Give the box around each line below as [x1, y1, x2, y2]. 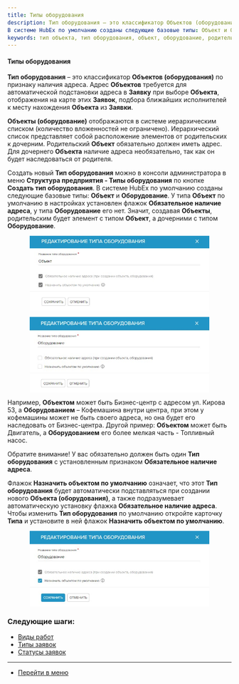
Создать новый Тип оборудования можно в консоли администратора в [7, 168, 226, 178]
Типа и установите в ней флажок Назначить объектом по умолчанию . [7, 516, 225, 525]
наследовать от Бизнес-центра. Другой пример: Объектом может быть [7, 421, 228, 429]
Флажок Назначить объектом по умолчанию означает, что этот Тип [7, 479, 218, 487]
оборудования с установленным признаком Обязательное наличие [7, 457, 217, 466]
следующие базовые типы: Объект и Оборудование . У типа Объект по [7, 191, 225, 200]
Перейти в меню [17, 668, 69, 677]
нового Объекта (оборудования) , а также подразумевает [7, 494, 185, 502]
